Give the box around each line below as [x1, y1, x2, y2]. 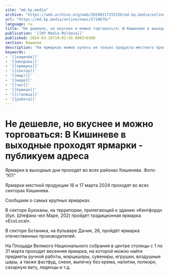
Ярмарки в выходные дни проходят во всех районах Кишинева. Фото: [5, 167, 156, 173]
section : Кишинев [5, 40, 42, 45]
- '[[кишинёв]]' [5, 54, 39, 60]
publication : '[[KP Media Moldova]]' [5, 31, 84, 36]
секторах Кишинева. [5, 188, 50, 194]
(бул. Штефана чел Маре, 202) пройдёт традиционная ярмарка [5, 212, 141, 218]
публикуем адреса [5, 150, 89, 162]
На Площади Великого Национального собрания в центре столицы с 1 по [5, 243, 163, 249]
